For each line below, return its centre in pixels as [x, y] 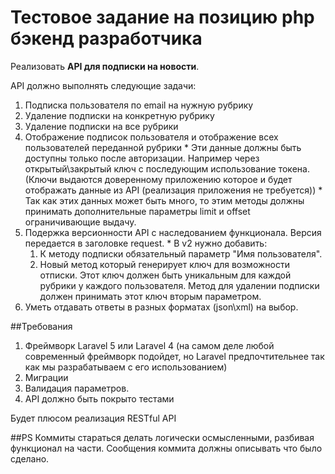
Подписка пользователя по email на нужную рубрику [139, 105]
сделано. [30, 458]
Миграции [46, 377]
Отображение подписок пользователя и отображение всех [151, 137]
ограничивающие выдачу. [80, 222]
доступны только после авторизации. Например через [142, 158]
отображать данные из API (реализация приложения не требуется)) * [173, 190]
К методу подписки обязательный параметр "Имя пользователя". [181, 253]
